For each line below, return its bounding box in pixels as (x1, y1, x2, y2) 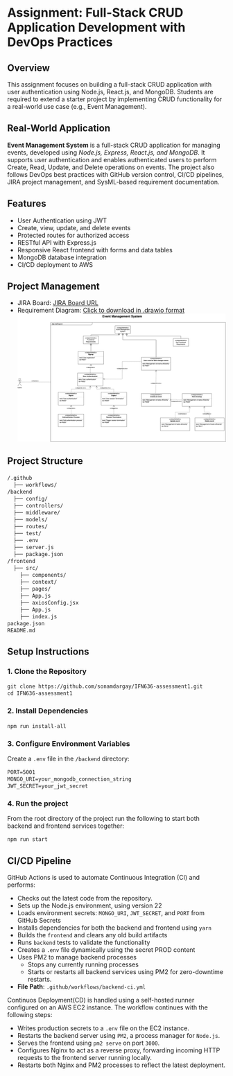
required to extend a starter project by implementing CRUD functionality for (7, 95, 223, 103)
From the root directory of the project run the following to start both (7, 815, 200, 823)
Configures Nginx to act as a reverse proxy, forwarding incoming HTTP (17, 1046, 221, 1055)
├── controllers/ (13, 502, 64, 509)
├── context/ (19, 578, 58, 585)
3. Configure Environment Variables (7, 738, 130, 748)
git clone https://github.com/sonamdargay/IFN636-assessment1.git (7, 683, 203, 691)
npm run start (7, 836, 49, 843)
